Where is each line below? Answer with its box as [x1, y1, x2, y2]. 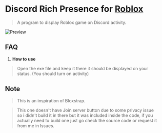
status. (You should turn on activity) [17, 71, 89, 76]
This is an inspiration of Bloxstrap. [17, 97, 85, 103]
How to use [12, 56, 36, 62]
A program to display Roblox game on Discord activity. [17, 19, 127, 25]
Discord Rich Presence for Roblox [5, 3, 143, 15]
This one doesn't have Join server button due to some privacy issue [17, 107, 154, 113]
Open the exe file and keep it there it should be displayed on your [17, 65, 148, 71]
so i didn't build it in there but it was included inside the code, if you [17, 112, 153, 118]
